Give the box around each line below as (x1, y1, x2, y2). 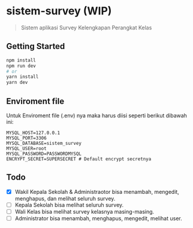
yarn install (6, 74, 39, 80)
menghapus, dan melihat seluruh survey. (14, 194, 116, 202)
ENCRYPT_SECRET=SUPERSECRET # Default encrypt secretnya (6, 156, 152, 162)
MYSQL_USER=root (6, 145, 47, 151)
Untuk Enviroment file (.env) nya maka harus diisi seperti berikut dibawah (6, 112, 188, 119)
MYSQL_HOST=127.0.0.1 (6, 130, 61, 136)
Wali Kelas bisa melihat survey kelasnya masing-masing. (14, 208, 155, 215)
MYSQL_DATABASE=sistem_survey (6, 140, 82, 146)
